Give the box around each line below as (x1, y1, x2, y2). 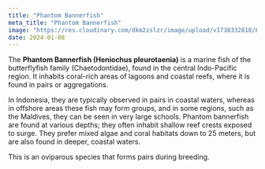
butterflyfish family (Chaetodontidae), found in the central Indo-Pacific (8, 64, 237, 73)
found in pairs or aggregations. (8, 80, 109, 90)
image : (8, 26, 30, 34)
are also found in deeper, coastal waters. (8, 137, 141, 146)
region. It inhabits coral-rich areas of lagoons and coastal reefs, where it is (8, 72, 250, 81)
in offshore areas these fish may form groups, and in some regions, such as (8, 104, 254, 113)
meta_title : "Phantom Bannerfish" (8, 19, 122, 27)
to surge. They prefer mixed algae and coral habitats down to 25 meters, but (8, 129, 256, 138)
